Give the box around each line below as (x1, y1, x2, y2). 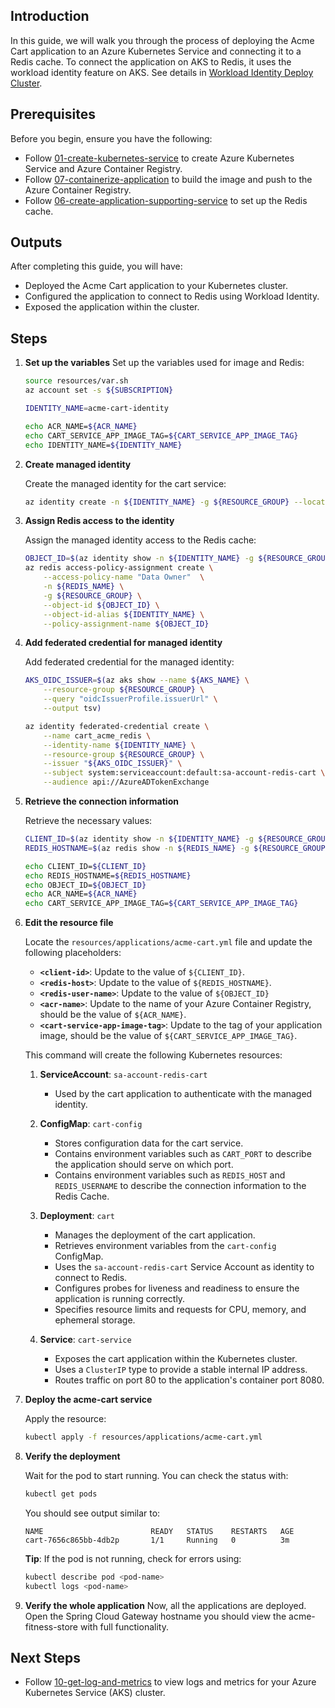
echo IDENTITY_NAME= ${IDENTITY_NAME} (24, 440, 183, 450)
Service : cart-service (39, 1334, 132, 1346)
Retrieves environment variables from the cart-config (54, 1240, 277, 1252)
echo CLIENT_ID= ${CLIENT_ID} (24, 861, 147, 871)
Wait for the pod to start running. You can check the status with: (24, 1470, 289, 1481)
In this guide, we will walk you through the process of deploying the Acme (10, 34, 315, 46)
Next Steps (10, 1650, 81, 1667)
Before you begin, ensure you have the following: (10, 132, 213, 144)
